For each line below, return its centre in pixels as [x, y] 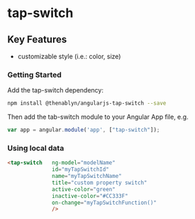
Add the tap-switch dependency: [56, 90]
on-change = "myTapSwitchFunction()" [105, 203]
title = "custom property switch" [100, 183]
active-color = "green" [84, 189]
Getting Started [34, 75]
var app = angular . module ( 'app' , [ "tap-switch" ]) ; [84, 130]
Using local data [36, 148]
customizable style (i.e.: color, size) [69, 56]
